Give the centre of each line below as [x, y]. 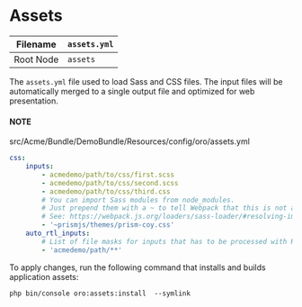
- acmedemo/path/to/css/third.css [106, 191]
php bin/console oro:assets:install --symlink [100, 293]
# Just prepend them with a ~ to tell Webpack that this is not [164, 208]
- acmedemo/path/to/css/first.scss [108, 175]
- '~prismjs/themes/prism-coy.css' [108, 225]
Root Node [36, 59]
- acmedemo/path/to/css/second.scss [110, 183]
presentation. [34, 101]
